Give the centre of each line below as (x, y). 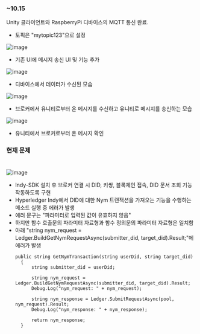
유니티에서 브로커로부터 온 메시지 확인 (59, 133)
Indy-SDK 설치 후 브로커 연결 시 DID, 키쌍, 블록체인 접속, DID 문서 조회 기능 (104, 185)
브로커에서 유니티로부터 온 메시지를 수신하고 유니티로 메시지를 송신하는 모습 (104, 109)
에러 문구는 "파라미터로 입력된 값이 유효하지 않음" (73, 215)
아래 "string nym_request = (48, 230)
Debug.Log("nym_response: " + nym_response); (89, 310)
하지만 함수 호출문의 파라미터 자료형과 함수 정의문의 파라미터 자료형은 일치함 (104, 223)
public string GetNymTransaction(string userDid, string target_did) (104, 257)
